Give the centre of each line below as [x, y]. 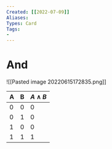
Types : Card [21, 23]
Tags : [13, 29]
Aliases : [17, 18]
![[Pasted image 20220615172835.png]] [56, 82]
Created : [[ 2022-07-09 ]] [38, 12]
